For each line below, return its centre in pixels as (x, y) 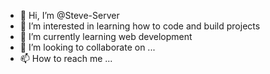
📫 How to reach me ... (66, 58)
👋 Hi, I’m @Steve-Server (69, 15)
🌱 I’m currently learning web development (106, 36)
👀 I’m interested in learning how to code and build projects (140, 26)
